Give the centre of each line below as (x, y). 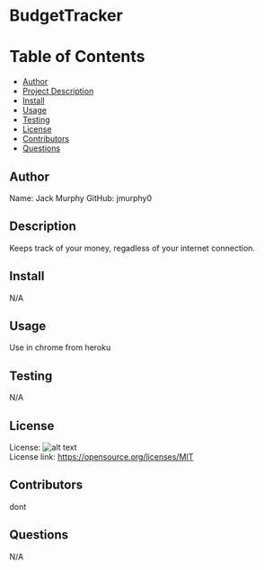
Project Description (58, 92)
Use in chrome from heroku (60, 347)
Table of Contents (77, 57)
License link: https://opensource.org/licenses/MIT (101, 457)
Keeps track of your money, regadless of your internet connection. (132, 248)
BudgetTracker (66, 16)
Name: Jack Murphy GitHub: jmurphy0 (81, 197)
